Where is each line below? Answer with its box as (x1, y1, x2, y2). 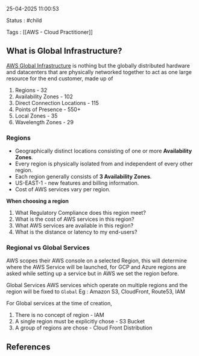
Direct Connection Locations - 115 (14, 99, 99, 106)
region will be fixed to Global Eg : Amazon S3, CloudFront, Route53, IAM (6, 288, 186, 295)
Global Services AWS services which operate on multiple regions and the (6, 282, 188, 289)
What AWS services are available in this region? (14, 222, 134, 229)
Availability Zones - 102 (14, 93, 74, 100)
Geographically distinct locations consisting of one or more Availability (14, 147, 192, 154)
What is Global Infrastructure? (6, 46, 122, 56)
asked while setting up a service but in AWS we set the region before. (6, 270, 179, 277)
